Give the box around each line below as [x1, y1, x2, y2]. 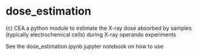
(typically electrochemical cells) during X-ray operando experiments [5, 30, 177, 38]
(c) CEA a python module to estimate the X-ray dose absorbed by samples [5, 24, 192, 32]
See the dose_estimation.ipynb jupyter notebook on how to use [5, 43, 163, 50]
